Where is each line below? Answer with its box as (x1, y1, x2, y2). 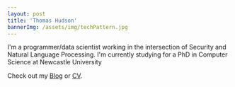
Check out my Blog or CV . (7, 71, 83, 80)
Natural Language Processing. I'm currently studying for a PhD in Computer (7, 50, 228, 59)
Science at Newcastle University (7, 58, 103, 66)
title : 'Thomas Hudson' (7, 17, 78, 24)
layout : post (7, 10, 46, 18)
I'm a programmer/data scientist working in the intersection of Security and (7, 43, 227, 52)
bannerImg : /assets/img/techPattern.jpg (7, 23, 129, 30)
